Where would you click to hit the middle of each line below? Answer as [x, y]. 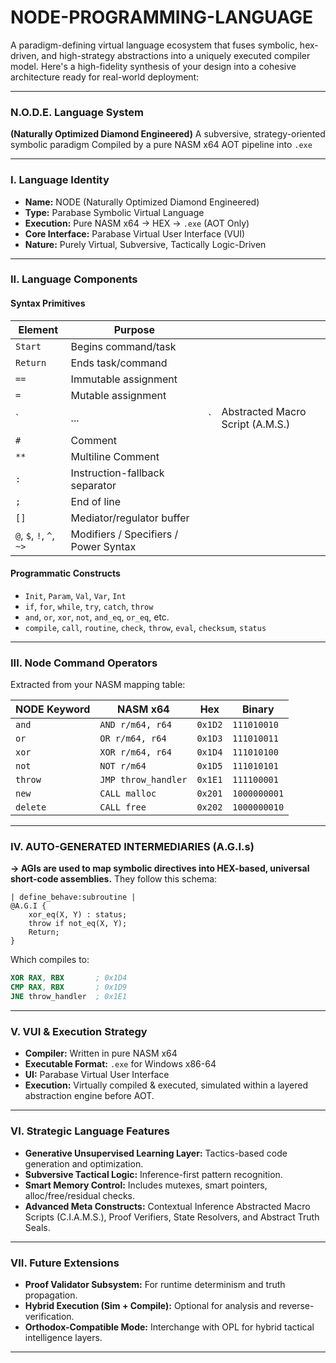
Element [38, 329]
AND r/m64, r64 [135, 725]
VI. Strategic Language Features [90, 1131]
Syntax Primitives [48, 303]
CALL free [123, 807]
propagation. [51, 1295]
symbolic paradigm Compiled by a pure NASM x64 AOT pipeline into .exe [161, 145]
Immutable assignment [124, 379]
